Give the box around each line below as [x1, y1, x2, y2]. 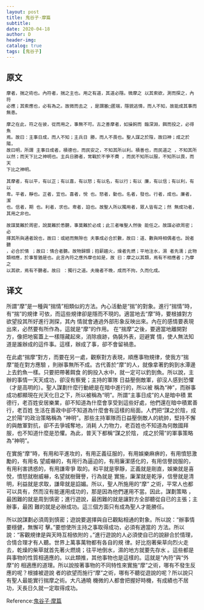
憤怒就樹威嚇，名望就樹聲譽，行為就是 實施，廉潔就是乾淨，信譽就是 [16, 473, 189, 480]
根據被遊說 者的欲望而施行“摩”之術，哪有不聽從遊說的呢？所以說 [27, 569, 188, 577]
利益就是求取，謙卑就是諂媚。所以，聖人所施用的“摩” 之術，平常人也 [16, 481, 188, 488]
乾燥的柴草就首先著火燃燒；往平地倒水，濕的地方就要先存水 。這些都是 [16, 546, 194, 553]
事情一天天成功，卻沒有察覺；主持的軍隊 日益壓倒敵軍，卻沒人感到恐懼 [16, 376, 194, 383]
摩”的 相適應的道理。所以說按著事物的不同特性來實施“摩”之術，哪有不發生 [6, 561, 191, 569]
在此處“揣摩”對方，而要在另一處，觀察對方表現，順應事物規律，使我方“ [6, 354, 184, 361]
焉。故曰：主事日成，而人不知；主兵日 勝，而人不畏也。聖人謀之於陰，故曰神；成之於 [6, 134, 190, 140]
